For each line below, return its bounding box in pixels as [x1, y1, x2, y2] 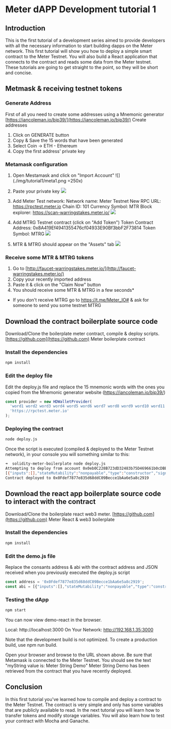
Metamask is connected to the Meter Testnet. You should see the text [5, 657, 151, 663]
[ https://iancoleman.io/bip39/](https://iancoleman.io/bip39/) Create [5, 116, 147, 123]
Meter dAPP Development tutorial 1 [5, 4, 156, 15]
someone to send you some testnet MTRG [12, 302, 101, 309]
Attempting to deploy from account [5, 466, 81, 471]
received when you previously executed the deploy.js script [5, 569, 130, 575]
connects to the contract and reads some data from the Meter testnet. [5, 59, 152, 65]
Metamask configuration [5, 161, 68, 168]
